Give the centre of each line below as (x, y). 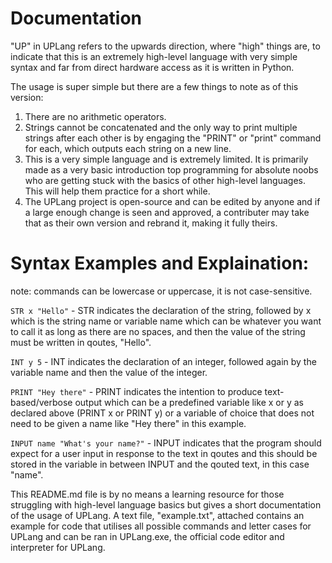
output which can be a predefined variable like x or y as (189, 402)
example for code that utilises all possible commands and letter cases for (161, 526)
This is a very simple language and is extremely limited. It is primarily (166, 159)
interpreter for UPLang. (58, 547)
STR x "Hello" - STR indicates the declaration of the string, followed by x (161, 310)
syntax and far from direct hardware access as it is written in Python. (152, 67)
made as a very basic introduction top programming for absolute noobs (171, 169)
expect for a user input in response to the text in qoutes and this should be (164, 453)
